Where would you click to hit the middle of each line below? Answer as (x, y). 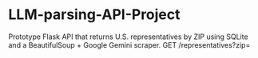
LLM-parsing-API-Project (95, 15)
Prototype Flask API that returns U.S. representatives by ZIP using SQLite (129, 37)
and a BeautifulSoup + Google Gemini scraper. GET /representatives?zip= (129, 44)
